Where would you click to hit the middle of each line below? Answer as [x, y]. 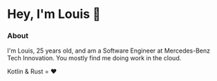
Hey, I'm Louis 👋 [54, 14]
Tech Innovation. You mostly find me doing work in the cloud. [94, 58]
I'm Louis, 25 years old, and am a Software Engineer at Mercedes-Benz [109, 51]
